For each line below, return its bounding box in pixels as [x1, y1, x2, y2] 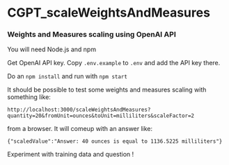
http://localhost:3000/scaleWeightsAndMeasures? [7, 106, 151, 114]
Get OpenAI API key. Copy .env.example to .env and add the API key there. [7, 59, 221, 67]
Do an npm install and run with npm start [7, 72, 127, 80]
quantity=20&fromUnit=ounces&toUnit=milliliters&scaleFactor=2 [7, 112, 195, 119]
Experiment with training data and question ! [7, 150, 134, 159]
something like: [7, 93, 51, 101]
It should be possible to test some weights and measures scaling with [7, 85, 207, 94]
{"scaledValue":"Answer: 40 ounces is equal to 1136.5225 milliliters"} [7, 138, 223, 145]
